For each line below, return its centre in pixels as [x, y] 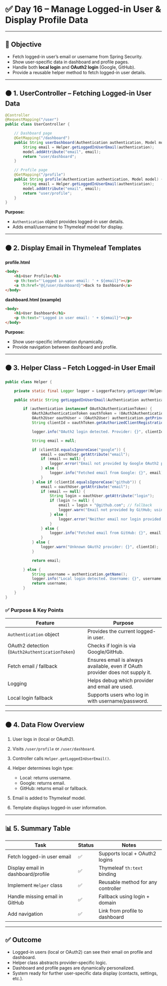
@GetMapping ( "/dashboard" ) [42, 138]
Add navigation [25, 914]
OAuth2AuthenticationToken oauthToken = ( [76, 414]
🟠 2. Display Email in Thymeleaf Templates [73, 248]
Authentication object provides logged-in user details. [68, 222]
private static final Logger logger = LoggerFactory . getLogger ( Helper [89, 391]
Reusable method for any [128, 882]
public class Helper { [29, 382]
